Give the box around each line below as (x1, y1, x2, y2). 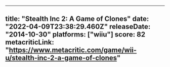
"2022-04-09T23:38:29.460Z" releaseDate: (5, 22, 151, 31)
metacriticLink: (5, 38, 54, 46)
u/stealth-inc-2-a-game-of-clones (5, 53, 117, 62)
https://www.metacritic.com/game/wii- (9, 46, 137, 54)
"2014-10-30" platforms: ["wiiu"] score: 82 (5, 30, 146, 39)
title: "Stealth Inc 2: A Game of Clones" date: (5, 14, 149, 23)
